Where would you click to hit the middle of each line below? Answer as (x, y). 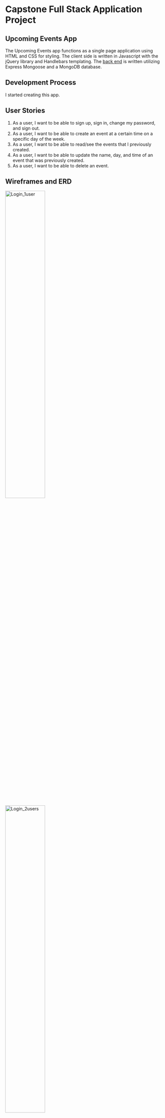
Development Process (41, 82)
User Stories (25, 111)
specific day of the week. (39, 139)
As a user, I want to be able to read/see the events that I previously (82, 144)
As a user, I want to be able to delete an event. (61, 165)
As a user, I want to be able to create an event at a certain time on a (82, 133)
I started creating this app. (33, 95)
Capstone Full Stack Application (74, 9)
